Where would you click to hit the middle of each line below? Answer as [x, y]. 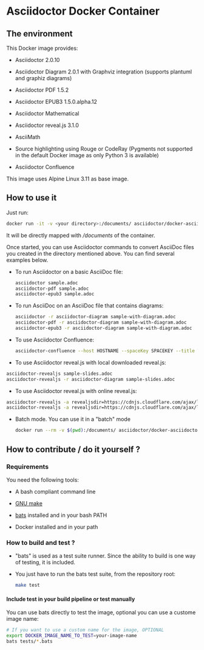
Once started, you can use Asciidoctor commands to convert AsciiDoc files [100, 247]
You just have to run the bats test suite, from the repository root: [95, 574]
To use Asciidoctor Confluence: [55, 340]
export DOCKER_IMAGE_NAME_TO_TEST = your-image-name [72, 636]
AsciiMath [28, 137]
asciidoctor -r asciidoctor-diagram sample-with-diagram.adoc [95, 317]
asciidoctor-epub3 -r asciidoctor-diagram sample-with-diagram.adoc [104, 328]
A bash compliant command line [55, 491]
